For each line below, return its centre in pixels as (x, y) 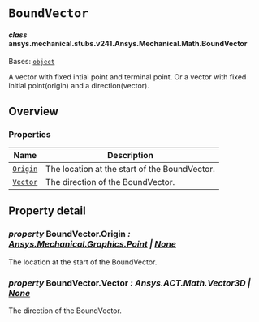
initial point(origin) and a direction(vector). (79, 86)
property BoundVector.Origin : (70, 234)
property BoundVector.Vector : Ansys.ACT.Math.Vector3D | (130, 283)
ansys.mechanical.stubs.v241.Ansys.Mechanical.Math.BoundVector (128, 43)
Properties (30, 134)
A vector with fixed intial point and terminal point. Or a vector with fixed (127, 77)
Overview (34, 111)
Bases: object (32, 62)
